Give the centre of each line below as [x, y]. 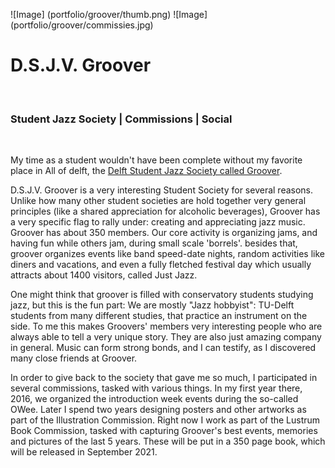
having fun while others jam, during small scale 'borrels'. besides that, [154, 243]
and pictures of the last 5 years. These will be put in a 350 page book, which [168, 441]
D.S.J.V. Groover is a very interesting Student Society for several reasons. [162, 190]
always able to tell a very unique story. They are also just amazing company [166, 337]
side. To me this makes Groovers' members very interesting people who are [166, 326]
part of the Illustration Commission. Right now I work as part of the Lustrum [165, 420]
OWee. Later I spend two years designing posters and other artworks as [158, 410]
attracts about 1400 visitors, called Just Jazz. [104, 275]
